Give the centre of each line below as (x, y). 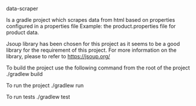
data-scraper (22, 9)
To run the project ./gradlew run (45, 85)
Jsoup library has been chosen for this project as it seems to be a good (93, 44)
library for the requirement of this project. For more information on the (91, 50)
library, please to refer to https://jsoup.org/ (58, 56)
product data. (23, 32)
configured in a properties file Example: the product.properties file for (91, 26)
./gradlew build (25, 74)
